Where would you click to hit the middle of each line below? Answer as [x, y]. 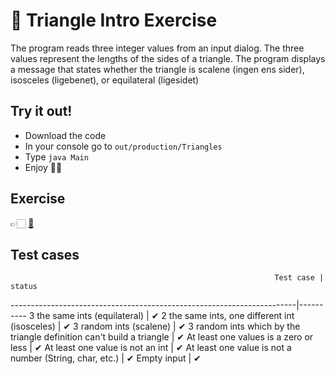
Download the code [65, 135]
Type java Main [56, 156]
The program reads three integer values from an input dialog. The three [157, 48]
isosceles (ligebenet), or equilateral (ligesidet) [105, 80]
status [24, 287]
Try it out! [41, 111]
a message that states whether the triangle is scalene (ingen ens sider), [157, 69]
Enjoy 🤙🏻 [43, 167]
